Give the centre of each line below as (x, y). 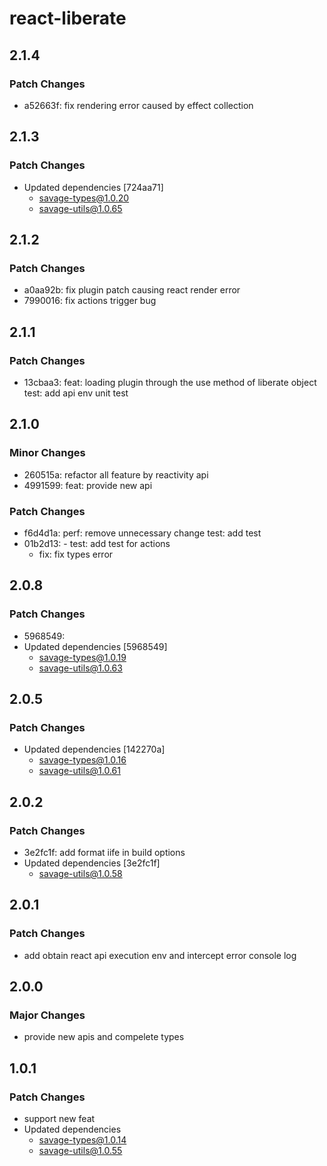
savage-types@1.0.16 (82, 760)
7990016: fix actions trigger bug (90, 301)
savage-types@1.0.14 (82, 1140)
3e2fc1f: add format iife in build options (104, 852)
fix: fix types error (76, 554)
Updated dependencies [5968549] (95, 646)
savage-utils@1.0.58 (80, 873)
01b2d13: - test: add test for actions (97, 543)
